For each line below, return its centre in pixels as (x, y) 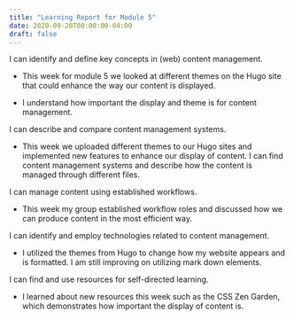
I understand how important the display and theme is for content (139, 103)
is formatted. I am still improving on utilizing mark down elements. (142, 262)
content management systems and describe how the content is (137, 166)
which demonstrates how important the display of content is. (133, 306)
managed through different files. (81, 175)
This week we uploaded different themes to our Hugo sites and (137, 146)
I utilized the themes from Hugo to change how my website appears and (154, 253)
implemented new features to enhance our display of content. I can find (152, 156)
